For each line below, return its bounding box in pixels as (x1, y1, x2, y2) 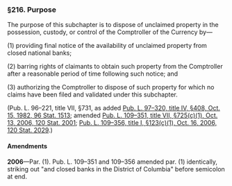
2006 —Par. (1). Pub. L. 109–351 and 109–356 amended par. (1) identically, (7, 158, 217, 166)
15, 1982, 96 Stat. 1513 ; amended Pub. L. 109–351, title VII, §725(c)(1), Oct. (7, 111, 218, 119)
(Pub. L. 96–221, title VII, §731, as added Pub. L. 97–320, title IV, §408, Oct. (7, 104, 221, 112)
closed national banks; (7, 49, 72, 57)
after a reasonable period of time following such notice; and (7, 69, 179, 78)
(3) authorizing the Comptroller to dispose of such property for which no (7, 83, 215, 92)
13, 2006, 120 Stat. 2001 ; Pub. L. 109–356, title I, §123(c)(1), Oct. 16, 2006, (7, 119, 217, 127)
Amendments (7, 142, 47, 150)
